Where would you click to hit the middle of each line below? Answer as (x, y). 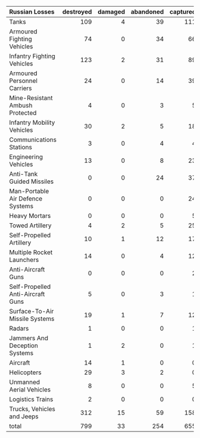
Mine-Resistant (31, 98)
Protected (23, 113)
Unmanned (25, 382)
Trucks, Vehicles (32, 409)
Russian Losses (32, 12)
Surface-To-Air (32, 311)
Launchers (24, 260)
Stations (21, 147)
